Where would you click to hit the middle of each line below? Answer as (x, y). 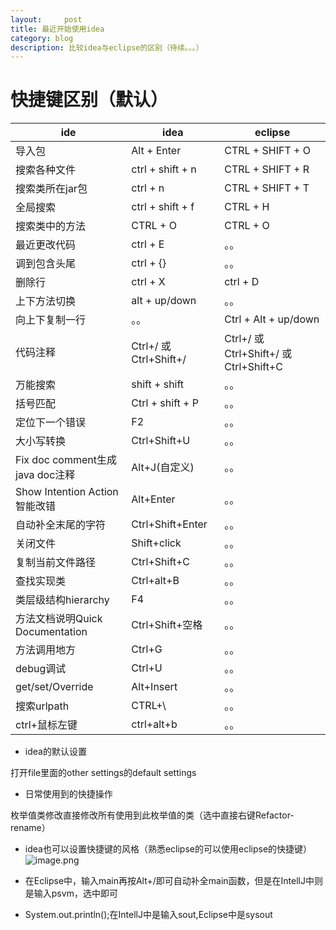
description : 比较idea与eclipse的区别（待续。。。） (107, 47)
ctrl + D (242, 282)
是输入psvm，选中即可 (71, 893)
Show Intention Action (67, 492)
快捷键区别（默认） (89, 100)
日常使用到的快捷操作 (68, 794)
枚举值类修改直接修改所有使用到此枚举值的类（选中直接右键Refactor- (152, 815)
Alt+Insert (154, 687)
